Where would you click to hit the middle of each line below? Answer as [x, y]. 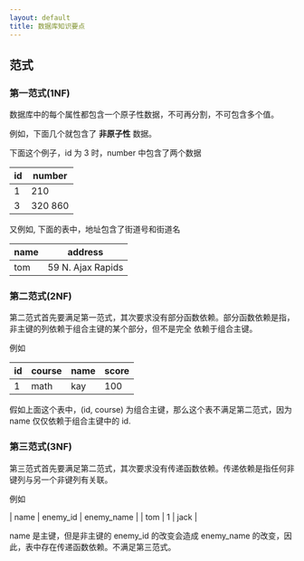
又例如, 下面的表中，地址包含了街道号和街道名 [95, 229]
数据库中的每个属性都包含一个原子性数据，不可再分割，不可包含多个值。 [144, 115]
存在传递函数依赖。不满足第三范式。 [108, 547]
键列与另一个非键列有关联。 [61, 480]
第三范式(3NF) [41, 447]
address [85, 252]
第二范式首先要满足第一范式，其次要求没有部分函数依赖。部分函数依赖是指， [152, 318]
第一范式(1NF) [40, 93]
